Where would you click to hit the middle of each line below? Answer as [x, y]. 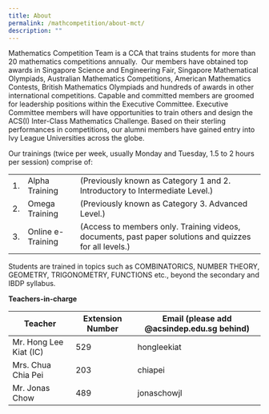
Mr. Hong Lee [38, 342]
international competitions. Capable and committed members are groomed [131, 96]
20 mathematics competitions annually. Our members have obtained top [128, 62]
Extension [102, 319]
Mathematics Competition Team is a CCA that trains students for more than [132, 54]
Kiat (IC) [28, 352]
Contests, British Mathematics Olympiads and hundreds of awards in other [131, 87]
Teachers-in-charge [43, 299]
